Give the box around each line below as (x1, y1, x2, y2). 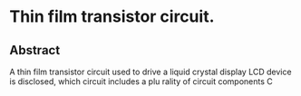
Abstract (9, 43, 61, 58)
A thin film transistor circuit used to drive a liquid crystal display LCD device (9, 66, 292, 77)
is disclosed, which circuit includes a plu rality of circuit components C (9, 76, 274, 87)
